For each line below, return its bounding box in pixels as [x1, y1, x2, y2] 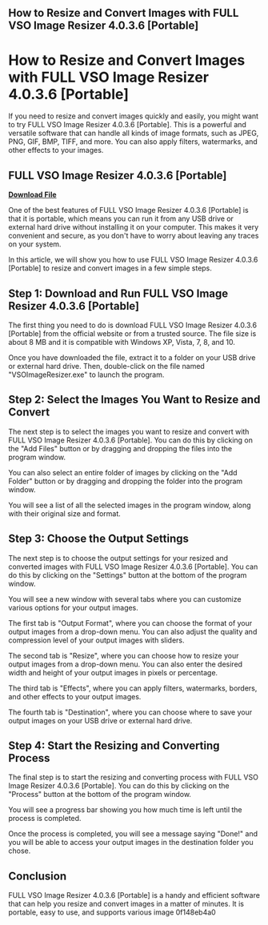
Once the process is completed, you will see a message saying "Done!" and [8, 829, 258, 839]
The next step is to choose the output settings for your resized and [8, 553, 229, 563]
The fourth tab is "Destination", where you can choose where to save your [8, 707, 253, 717]
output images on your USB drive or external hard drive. [8, 715, 193, 725]
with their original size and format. [8, 508, 122, 519]
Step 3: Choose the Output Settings [8, 532, 190, 546]
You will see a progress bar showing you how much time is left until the [8, 805, 242, 815]
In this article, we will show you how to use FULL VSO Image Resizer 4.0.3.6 [8, 255, 258, 265]
